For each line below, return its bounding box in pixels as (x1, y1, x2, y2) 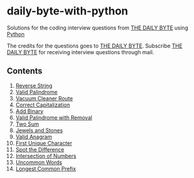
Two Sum (15, 120, 40, 127)
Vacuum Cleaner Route (15, 94, 73, 102)
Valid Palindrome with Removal (15, 114, 93, 121)
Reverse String (15, 82, 53, 89)
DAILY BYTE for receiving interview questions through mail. (7, 48, 154, 55)
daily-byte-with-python (7, 4, 128, 18)
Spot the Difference (15, 146, 64, 153)
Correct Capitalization (15, 101, 70, 108)
